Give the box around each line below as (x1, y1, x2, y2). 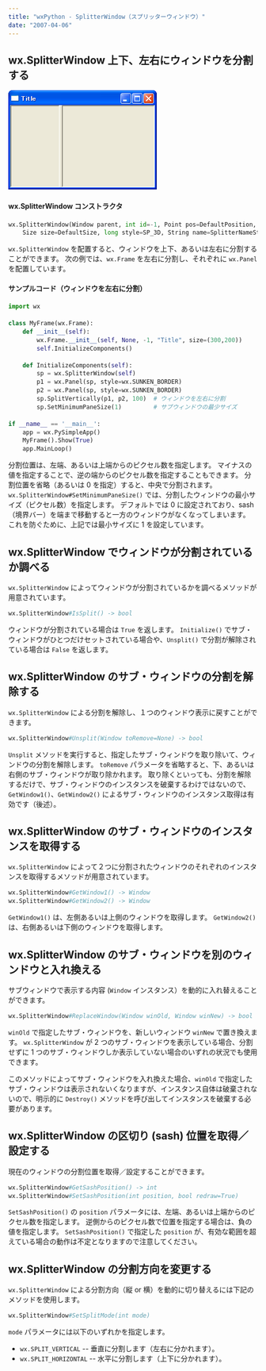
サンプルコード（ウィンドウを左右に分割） (8, 283, 147, 293)
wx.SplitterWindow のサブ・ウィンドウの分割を (8, 670, 243, 684)
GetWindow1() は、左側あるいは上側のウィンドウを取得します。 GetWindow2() (8, 912, 256, 922)
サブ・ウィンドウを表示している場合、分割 (114, 1037, 253, 1046)
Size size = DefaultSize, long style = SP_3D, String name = (22, 228, 211, 237)
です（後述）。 (14, 799, 61, 808)
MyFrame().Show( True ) (22, 436, 93, 444)
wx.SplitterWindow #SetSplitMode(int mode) (8, 1311, 150, 1320)
